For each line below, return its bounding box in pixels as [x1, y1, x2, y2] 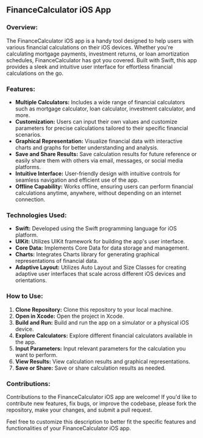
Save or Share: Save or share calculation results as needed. [15, 364, 166, 372]
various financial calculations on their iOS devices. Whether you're [6, 43, 174, 51]
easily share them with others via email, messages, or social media [15, 157, 183, 164]
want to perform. [15, 351, 58, 359]
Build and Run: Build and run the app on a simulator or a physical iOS [15, 318, 189, 326]
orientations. [15, 277, 47, 284]
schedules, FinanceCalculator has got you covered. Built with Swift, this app [6, 56, 197, 63]
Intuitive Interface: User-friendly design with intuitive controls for [15, 170, 181, 177]
